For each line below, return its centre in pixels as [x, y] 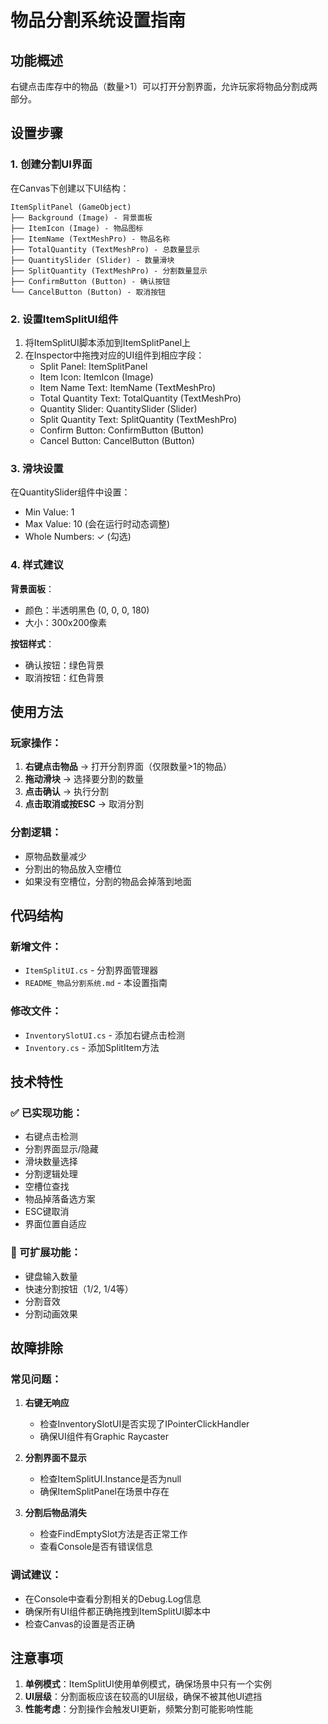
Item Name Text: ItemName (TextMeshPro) [128, 387]
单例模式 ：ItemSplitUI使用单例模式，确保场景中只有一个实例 [148, 1684]
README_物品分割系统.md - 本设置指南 [96, 983]
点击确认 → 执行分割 [67, 792]
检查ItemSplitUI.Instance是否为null [110, 1479]
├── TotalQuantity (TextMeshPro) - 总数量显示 [105, 249]
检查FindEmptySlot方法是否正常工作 [113, 1534]
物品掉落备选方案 [60, 1199]
